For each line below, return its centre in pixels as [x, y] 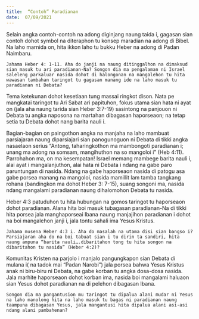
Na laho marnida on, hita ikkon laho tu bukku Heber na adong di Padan [93, 47]
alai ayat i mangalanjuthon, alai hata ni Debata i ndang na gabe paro [89, 165]
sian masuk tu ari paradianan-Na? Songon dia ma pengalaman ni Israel [96, 69]
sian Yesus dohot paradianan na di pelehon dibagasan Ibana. [81, 283]
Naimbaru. [19, 53]
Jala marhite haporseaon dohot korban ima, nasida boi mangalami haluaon [98, 277]
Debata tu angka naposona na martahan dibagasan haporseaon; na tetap [96, 115]
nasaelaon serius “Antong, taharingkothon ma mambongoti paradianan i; [95, 145]
